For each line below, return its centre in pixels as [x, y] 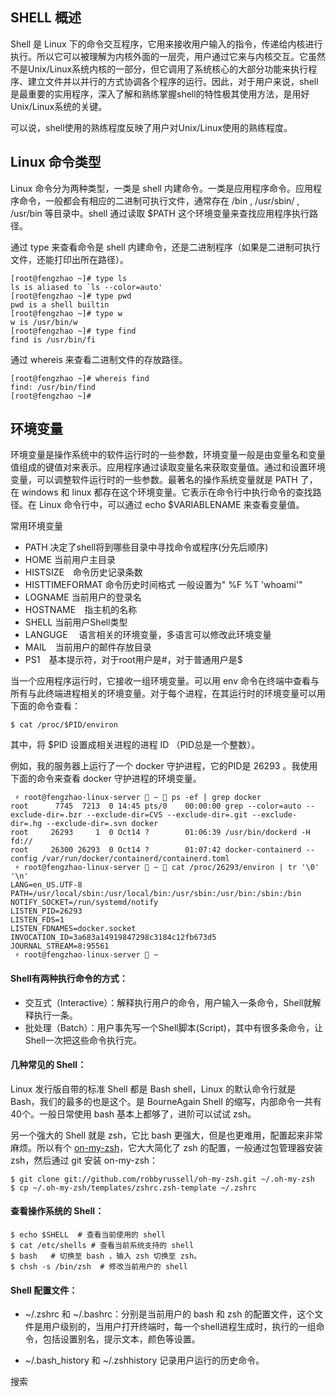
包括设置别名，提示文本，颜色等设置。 [121, 1339]
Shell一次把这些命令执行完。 [83, 1040]
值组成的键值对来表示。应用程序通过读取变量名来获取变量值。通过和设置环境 [168, 467]
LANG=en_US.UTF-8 [46, 885]
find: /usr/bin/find [53, 387]
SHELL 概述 [46, 18]
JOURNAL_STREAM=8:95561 [60, 946]
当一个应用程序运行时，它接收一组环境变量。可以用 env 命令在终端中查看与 [165, 681]
